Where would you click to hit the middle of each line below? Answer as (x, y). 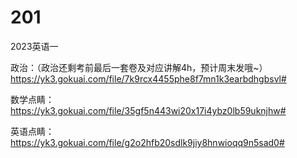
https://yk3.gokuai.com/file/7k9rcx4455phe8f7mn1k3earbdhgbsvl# (148, 78)
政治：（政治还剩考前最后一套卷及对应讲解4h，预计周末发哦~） (139, 67)
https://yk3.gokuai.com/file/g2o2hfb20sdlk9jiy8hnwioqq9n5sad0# (147, 142)
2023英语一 (34, 46)
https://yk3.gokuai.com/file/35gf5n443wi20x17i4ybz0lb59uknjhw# (148, 110)
